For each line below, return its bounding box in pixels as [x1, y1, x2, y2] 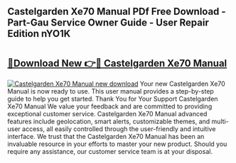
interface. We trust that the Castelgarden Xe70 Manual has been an [7, 133, 205, 140]
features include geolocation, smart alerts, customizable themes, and [7, 117, 210, 125]
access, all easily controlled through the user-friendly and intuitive [22, 125, 216, 133]
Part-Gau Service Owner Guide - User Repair [7, 17, 210, 29]
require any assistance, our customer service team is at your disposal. [7, 147, 213, 155]
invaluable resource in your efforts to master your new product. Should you [7, 140, 227, 148]
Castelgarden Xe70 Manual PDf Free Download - [7, 6, 226, 18]
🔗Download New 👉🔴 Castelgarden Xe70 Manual [7, 57, 227, 69]
